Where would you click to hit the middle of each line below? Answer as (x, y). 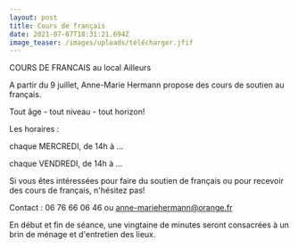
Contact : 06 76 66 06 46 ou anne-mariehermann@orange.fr (121, 208)
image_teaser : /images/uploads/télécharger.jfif (101, 42)
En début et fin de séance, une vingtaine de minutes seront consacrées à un (149, 225)
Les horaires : (34, 129)
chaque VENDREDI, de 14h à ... (66, 164)
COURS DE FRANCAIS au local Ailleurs (80, 68)
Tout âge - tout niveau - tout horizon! (77, 112)
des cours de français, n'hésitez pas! (77, 190)
